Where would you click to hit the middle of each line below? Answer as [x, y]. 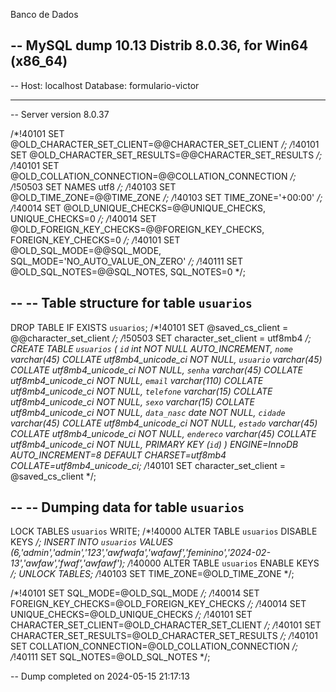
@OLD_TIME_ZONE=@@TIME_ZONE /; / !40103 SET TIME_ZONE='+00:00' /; [166, 197]
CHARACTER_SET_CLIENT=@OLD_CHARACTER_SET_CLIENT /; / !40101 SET [166, 625]
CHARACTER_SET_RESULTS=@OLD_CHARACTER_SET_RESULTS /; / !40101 [164, 636]
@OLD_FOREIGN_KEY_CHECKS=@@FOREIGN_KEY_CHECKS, [137, 229]
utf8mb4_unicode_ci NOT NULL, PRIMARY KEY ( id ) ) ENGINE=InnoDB [154, 444]
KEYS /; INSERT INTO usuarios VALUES [92, 542]
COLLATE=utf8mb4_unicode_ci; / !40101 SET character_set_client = [148, 465]
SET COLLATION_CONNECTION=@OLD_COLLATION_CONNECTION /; [154, 646]
